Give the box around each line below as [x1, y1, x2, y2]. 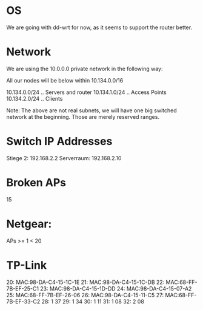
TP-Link [6, 258, 47, 272]
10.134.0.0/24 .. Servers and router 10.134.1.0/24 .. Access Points [6, 89, 167, 96]
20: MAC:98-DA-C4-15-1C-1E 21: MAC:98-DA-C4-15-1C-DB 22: [6, 278, 165, 286]
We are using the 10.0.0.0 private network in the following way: [6, 65, 163, 72]
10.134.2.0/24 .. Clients [6, 95, 63, 102]
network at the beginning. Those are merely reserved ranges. [6, 113, 159, 120]
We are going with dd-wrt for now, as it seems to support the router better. [6, 24, 193, 31]
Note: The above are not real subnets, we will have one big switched [6, 107, 177, 114]
